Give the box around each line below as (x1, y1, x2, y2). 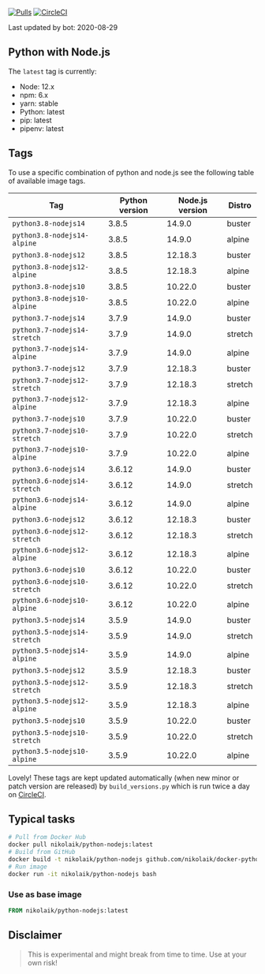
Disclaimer (8, 928, 62, 942)
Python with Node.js (8, 46, 110, 59)
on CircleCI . (8, 789, 47, 799)
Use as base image (8, 889, 82, 900)
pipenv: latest (19, 123, 65, 133)
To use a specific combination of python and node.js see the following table (8, 167, 255, 177)
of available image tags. (8, 176, 86, 185)
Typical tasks (8, 813, 76, 826)
